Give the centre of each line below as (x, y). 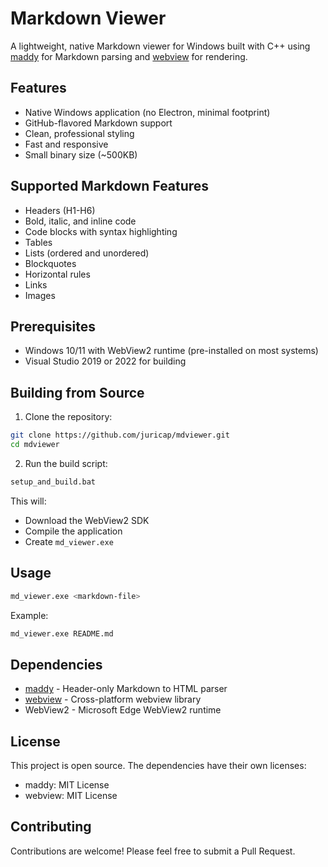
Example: (29, 615)
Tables (38, 242)
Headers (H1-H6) (60, 210)
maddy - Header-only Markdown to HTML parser (126, 689)
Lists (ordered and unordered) (87, 253)
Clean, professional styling (79, 133)
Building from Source (77, 392)
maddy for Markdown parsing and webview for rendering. (129, 56)
